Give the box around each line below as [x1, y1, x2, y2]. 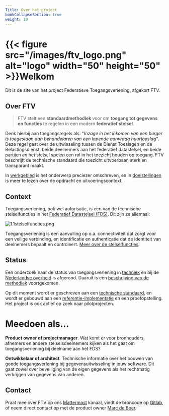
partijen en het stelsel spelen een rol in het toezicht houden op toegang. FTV [5, 152, 164, 158]
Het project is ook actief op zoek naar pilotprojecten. [5, 301, 115, 307]
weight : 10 [5, 17, 28, 22]
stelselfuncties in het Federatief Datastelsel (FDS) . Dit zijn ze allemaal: [5, 211, 150, 217]
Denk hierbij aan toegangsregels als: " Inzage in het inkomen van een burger [5, 131, 162, 137]
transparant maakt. [5, 162, 45, 169]
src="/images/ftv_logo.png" [5, 49, 127, 61]
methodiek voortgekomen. [5, 280, 60, 286]
